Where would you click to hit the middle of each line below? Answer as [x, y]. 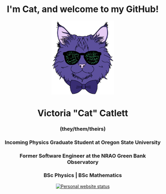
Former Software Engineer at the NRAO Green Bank [83, 155]
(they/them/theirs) [83, 129]
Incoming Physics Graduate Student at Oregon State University [83, 142]
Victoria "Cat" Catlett [83, 113]
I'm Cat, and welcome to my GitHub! [83, 9]
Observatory [83, 162]
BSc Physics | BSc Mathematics [83, 175]
